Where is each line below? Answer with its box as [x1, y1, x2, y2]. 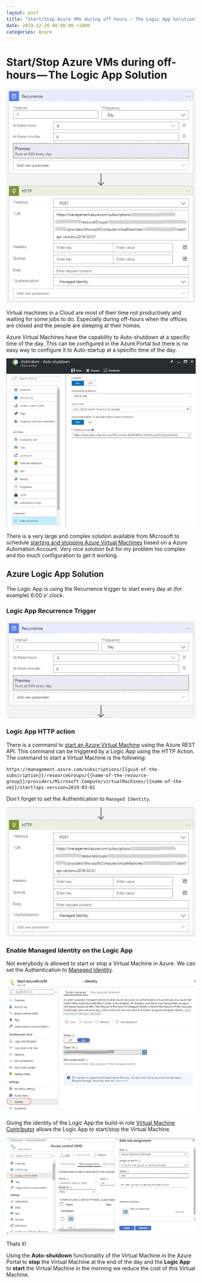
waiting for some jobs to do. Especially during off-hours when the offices [6, 315, 188, 323]
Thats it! [6, 1240, 26, 1247]
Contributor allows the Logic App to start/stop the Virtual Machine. [6, 1126, 171, 1133]
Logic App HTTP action [6, 727, 75, 736]
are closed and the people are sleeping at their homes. [6, 321, 142, 329]
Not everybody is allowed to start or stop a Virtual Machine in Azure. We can [6, 960, 196, 967]
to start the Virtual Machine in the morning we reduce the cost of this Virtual [6, 1264, 195, 1272]
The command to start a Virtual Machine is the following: [6, 754, 147, 761]
